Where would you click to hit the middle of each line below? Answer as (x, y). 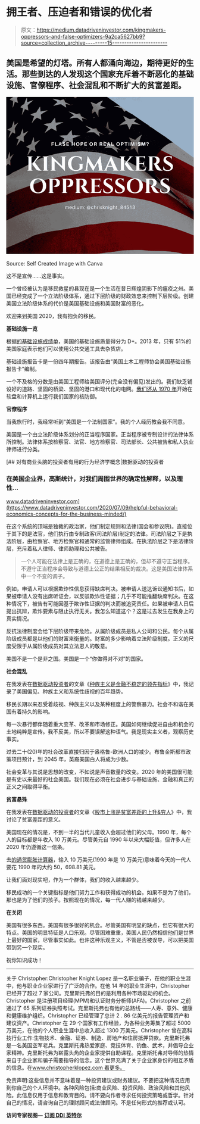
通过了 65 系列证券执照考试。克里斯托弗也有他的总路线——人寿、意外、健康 (99, 1008)
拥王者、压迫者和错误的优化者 (79, 12)
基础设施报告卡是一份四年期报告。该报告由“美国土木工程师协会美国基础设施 (99, 361)
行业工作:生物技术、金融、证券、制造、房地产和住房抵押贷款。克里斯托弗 (101, 1038)
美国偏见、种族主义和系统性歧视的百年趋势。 (71, 691)
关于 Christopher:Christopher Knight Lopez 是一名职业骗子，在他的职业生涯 (99, 978)
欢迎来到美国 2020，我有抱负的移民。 (53, 316)
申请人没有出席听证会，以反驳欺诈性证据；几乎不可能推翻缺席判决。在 (102, 596)
